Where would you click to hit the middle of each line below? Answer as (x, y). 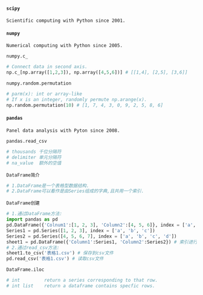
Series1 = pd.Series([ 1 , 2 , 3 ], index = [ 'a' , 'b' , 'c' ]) (81, 230)
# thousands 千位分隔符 (34, 152)
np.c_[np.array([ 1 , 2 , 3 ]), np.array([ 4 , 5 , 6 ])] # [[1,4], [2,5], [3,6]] (97, 73)
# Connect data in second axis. (47, 67)
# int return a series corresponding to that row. (82, 280)
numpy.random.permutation (39, 83)
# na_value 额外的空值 (34, 163)
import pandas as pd (32, 219)
